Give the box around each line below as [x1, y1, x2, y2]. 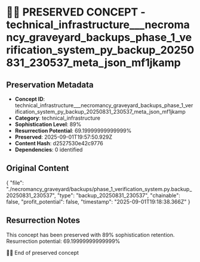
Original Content [6, 163, 69, 173]
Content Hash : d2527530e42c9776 [14, 140, 103, 146]
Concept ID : [14, 95, 45, 102]
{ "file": [6, 179, 24, 186]
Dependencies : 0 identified [14, 146, 83, 153]
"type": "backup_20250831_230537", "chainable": [57, 192, 181, 199]
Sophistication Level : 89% [14, 121, 82, 127]
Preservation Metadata [6, 80, 94, 90]
